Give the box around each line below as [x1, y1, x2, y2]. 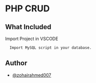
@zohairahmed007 [12, 72, 51, 78]
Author [5, 59, 27, 67]
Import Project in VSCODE [5, 36, 58, 41]
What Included [5, 23, 51, 31]
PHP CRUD [5, 3, 50, 14]
